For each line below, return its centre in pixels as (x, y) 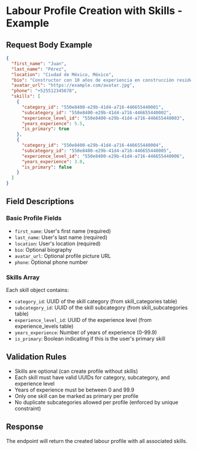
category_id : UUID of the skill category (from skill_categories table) (96, 301)
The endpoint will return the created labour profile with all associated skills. (97, 441)
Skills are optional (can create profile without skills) (76, 371)
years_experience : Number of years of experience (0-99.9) (86, 332)
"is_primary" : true (45, 129)
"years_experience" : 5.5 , (53, 123)
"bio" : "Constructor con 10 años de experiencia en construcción (93, 80)
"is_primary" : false (47, 167)
